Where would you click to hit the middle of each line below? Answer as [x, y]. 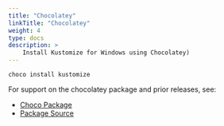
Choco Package [46, 105]
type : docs [26, 38]
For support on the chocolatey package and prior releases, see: [112, 89]
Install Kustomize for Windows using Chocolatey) [106, 53]
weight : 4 [25, 30]
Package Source [46, 113]
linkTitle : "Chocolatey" [49, 23]
